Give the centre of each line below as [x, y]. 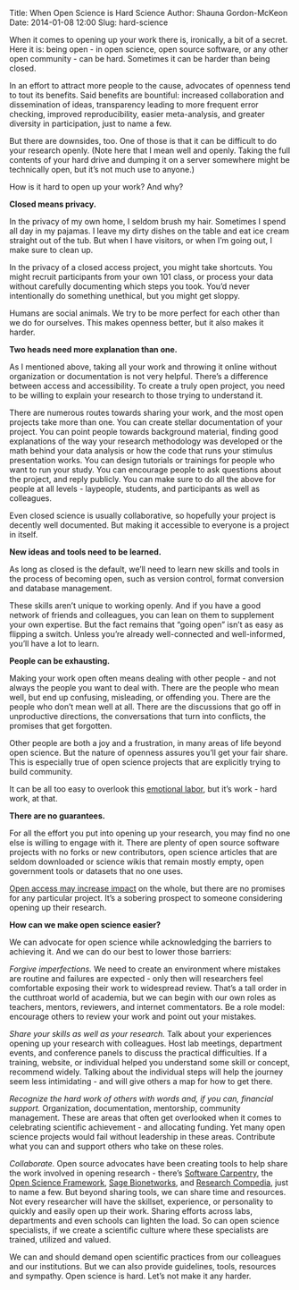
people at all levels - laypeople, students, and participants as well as [135, 488]
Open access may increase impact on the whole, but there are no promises [147, 888]
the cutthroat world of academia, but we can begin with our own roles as [143, 997]
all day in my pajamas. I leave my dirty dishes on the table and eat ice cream [149, 231]
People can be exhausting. [59, 661]
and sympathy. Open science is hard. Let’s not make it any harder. [130, 1276]
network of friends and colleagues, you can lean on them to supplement [142, 615]
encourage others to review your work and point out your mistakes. [133, 1016]
